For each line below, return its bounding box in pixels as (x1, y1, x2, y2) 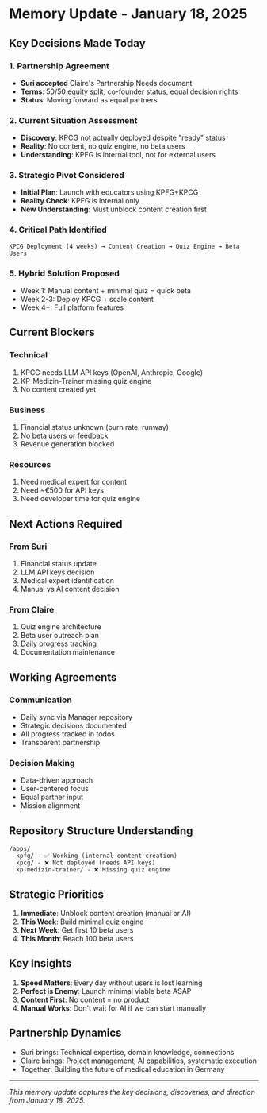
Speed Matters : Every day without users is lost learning (20, 978, 203, 987)
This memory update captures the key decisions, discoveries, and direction (9, 1087, 256, 1096)
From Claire (9, 604, 55, 615)
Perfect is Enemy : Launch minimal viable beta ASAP (20, 986, 192, 995)
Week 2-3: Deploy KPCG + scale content (20, 295, 154, 304)
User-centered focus (20, 784, 90, 794)
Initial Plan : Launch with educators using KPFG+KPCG (20, 187, 199, 197)
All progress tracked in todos (20, 729, 116, 739)
